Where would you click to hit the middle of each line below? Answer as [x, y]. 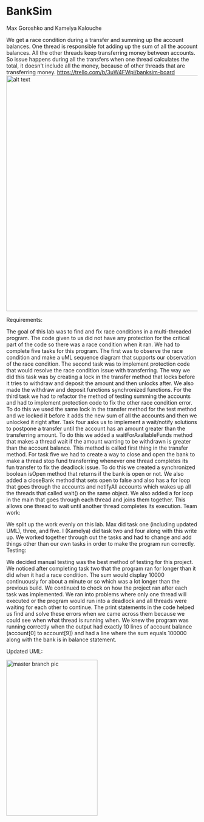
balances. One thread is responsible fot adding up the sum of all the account [102, 46]
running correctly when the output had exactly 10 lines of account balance [99, 626]
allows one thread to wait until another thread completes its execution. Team [102, 506]
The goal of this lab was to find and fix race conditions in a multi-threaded [99, 331]
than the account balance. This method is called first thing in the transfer [97, 448]
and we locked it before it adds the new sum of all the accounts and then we [102, 416]
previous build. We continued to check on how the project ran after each [97, 588]
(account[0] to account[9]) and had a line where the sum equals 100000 [97, 633]
